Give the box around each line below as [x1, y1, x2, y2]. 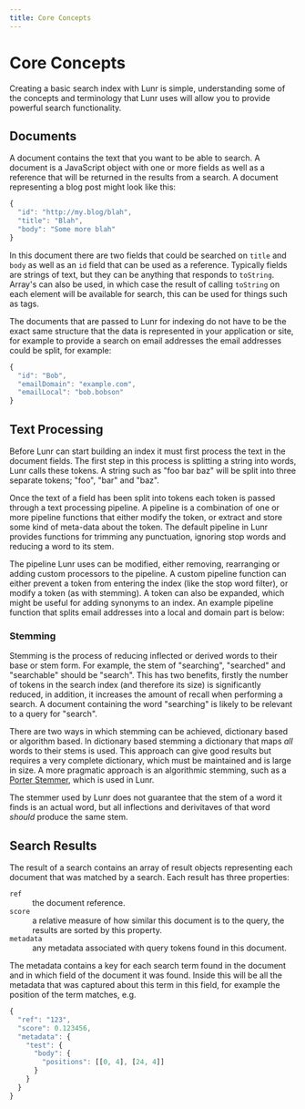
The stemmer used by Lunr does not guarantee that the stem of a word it [9, 792, 282, 803]
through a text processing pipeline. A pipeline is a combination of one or [9, 502, 280, 513]
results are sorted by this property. [32, 925, 162, 936]
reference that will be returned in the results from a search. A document [9, 172, 280, 183]
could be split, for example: [9, 344, 112, 355]
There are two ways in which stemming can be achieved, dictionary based [9, 726, 289, 737]
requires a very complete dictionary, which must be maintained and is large [9, 755, 291, 766]
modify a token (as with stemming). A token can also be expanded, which [9, 587, 285, 598]
